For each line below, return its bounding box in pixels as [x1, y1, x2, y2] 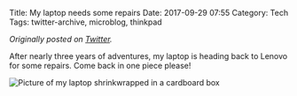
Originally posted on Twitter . [9, 34, 113, 44]
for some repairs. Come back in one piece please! [9, 61, 191, 70]
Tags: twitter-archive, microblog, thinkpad [9, 17, 162, 27]
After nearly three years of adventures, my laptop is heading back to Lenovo [9, 51, 288, 61]
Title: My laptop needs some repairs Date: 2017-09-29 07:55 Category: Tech [9, 8, 289, 18]
